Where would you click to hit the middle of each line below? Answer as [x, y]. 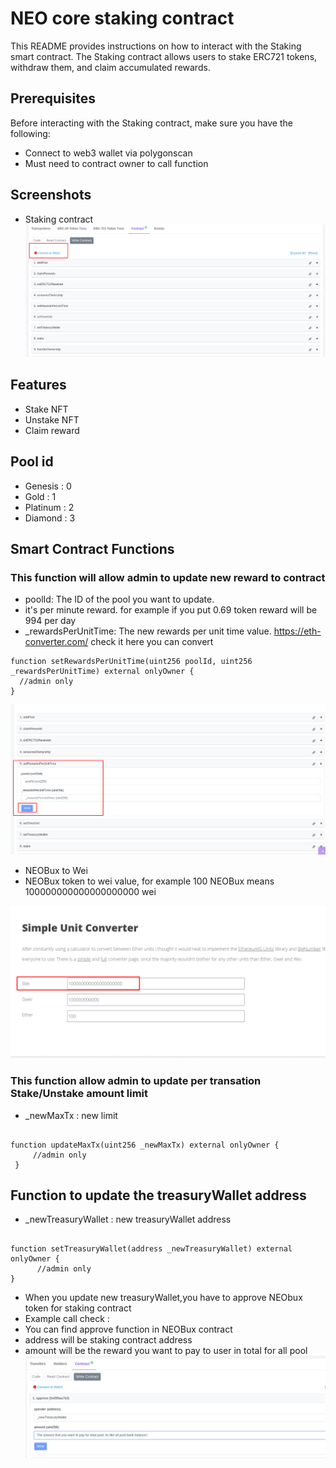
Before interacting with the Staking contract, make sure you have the [151, 123]
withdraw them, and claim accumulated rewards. [110, 67]
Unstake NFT [52, 419]
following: [30, 133]
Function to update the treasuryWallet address [158, 1195]
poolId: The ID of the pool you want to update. [119, 599]
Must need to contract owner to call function [116, 163]
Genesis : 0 [48, 486]
